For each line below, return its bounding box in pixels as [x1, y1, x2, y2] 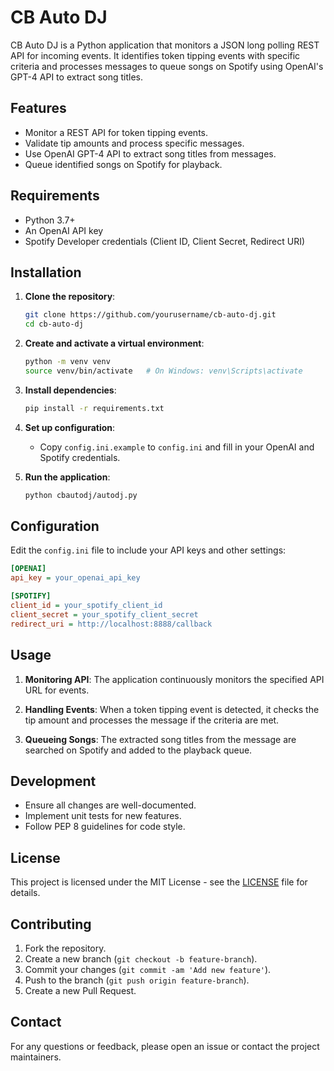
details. [10, 887, 41, 899]
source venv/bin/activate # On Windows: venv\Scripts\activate [24, 366, 303, 376]
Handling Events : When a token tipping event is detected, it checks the [24, 703, 320, 715]
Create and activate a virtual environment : [24, 337, 205, 350]
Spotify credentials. [39, 451, 121, 463]
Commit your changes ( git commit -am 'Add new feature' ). [24, 963, 272, 975]
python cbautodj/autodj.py [24, 490, 138, 500]
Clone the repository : [24, 291, 116, 303]
